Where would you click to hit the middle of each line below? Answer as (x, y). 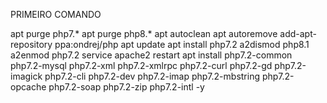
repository (31, 44)
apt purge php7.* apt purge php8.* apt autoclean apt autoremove (144, 33)
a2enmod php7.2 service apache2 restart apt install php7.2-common (151, 55)
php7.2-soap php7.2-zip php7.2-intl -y (126, 87)
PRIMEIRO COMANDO (56, 14)
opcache (28, 87)
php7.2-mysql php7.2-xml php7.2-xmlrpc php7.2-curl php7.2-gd (141, 65)
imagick (26, 76)
